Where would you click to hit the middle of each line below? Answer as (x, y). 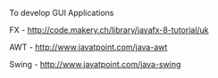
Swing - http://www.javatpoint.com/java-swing (95, 64)
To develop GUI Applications (62, 13)
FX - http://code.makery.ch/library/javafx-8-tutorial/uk (109, 30)
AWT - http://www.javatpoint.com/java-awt (88, 47)
